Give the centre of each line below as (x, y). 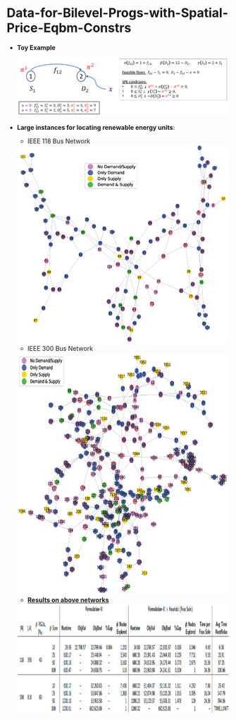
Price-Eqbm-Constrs (69, 28)
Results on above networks (68, 600)
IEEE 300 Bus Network (60, 348)
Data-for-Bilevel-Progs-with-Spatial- (117, 13)
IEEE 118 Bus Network (59, 141)
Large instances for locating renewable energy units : (96, 127)
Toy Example (36, 47)
